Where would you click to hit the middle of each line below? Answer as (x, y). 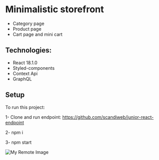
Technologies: (29, 50)
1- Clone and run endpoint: (33, 117)
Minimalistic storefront (55, 9)
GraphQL (22, 79)
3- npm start (19, 142)
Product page (27, 29)
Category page (29, 23)
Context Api (25, 73)
